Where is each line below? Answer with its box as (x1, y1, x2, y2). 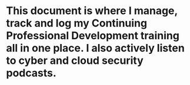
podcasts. (6, 66, 57, 80)
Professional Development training (6, 29, 179, 42)
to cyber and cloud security (6, 54, 144, 67)
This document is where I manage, (6, 4, 178, 18)
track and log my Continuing (6, 16, 148, 30)
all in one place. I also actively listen (6, 42, 185, 55)
